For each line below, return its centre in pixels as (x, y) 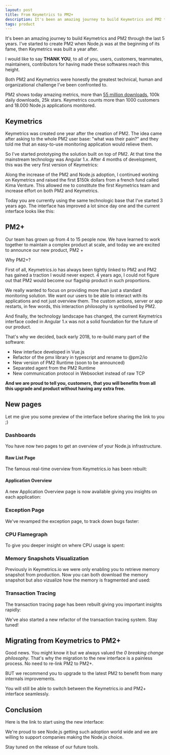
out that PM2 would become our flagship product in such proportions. (78, 280)
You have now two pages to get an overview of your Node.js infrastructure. (83, 446)
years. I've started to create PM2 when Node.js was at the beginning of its (82, 44)
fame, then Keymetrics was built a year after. (52, 49)
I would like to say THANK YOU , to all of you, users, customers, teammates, (84, 59)
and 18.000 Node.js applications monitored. (51, 105)
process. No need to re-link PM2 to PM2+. (49, 663)
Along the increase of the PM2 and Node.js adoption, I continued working (82, 174)
